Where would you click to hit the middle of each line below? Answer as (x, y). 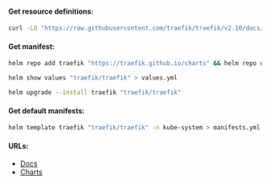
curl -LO (23, 28)
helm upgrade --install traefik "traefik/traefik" (95, 92)
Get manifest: (31, 46)
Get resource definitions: (51, 11)
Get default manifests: (47, 110)
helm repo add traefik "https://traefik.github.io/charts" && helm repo (133, 63)
